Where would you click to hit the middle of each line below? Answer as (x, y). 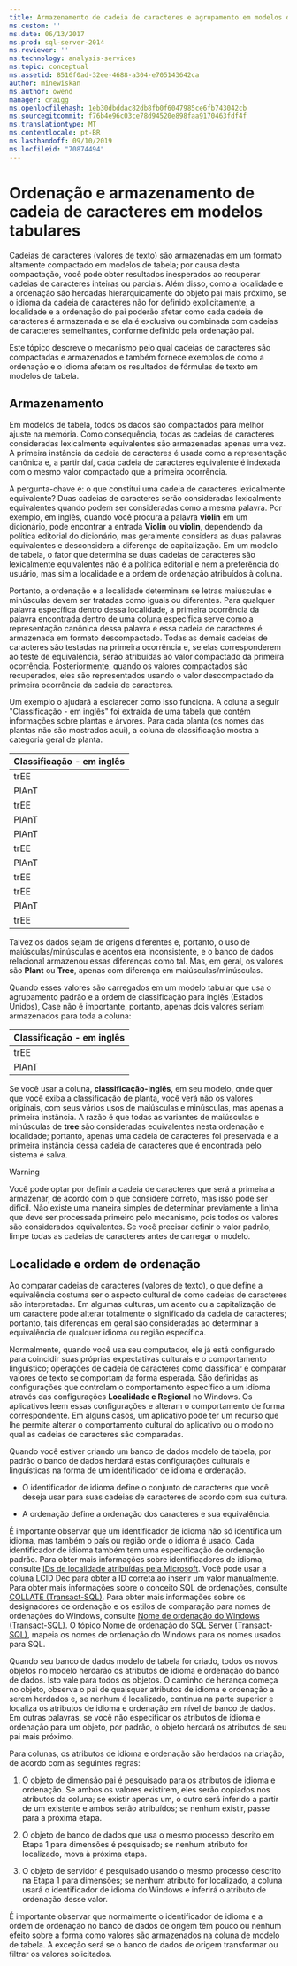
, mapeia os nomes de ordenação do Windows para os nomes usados (154, 1635)
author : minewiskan (45, 83)
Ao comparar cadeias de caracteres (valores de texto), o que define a (136, 1286)
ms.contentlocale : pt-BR (55, 133)
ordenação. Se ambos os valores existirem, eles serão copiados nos (146, 1790)
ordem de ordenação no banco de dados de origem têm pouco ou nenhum (145, 1926)
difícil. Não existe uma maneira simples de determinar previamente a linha (144, 1208)
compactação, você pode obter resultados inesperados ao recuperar (135, 274)
